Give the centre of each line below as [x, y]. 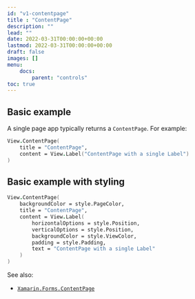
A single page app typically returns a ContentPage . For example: [97, 129]
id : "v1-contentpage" [38, 13]
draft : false [26, 52]
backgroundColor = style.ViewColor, [84, 236]
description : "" [30, 26]
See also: [20, 275]
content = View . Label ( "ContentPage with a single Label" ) [104, 154]
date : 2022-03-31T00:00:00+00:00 [55, 39]
